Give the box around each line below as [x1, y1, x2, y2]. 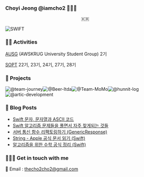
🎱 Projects [5, 75, 31, 82]
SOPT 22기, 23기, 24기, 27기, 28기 [5, 61, 77, 67]
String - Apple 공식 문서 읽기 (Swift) [12, 135, 86, 141]
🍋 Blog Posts [5, 104, 37, 111]
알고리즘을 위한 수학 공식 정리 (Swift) [12, 141, 86, 148]
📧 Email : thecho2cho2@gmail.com [5, 166, 79, 172]
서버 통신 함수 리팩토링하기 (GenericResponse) [12, 129, 107, 135]
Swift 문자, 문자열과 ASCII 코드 [12, 116, 75, 122]
